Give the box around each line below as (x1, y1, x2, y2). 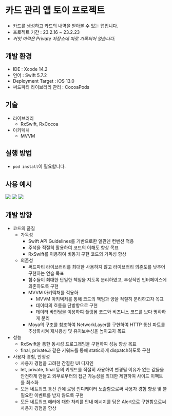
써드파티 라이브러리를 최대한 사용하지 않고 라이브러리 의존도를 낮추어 (28, 264, 166, 270)
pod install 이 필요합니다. (12, 163, 66, 169)
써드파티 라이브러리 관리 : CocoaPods (12, 84, 90, 90)
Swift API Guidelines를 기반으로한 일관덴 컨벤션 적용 (28, 238, 135, 244)
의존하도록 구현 (28, 283, 59, 289)
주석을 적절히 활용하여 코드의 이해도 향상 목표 (28, 244, 119, 251)
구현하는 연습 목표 (28, 270, 64, 276)
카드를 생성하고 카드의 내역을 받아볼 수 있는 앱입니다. (12, 23, 119, 29)
